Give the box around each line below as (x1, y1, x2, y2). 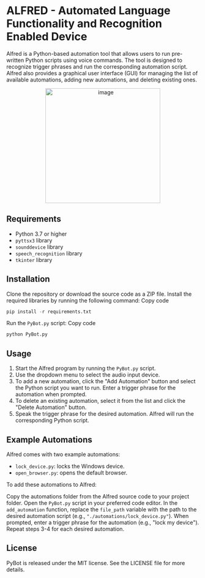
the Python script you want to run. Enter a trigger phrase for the (15, 384, 176, 392)
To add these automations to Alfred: (6, 481, 97, 488)
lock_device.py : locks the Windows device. (15, 462, 125, 470)
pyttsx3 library (15, 236, 53, 244)
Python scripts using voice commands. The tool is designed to (25, 56, 182, 64)
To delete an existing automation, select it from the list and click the (15, 397, 185, 405)
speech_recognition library (15, 249, 83, 257)
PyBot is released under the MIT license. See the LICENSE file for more (6, 559, 185, 566)
